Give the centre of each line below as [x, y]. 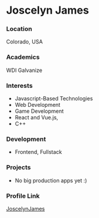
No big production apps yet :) [51, 180]
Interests [19, 86]
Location [19, 29]
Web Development [38, 105]
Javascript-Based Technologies [54, 99]
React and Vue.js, [36, 118]
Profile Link [23, 195]
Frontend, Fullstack [38, 152]
